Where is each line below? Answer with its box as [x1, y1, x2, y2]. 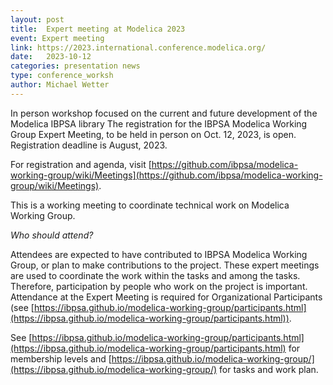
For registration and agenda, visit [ [10, 158, 152, 170]
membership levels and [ [10, 352, 112, 365]
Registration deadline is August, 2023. [10, 139, 168, 151]
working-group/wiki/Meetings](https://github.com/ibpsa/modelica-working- [10, 169, 323, 181]
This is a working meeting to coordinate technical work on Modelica [10, 199, 290, 211]
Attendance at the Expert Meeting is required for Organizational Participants [10, 291, 323, 303]
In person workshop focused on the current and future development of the [10, 107, 318, 119]
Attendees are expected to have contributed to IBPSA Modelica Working [10, 248, 308, 260]
